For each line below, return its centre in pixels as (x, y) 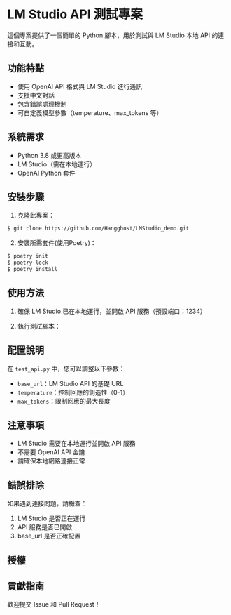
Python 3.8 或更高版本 (49, 155)
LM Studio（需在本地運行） (57, 164)
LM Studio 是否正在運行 (51, 518)
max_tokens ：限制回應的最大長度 (64, 401)
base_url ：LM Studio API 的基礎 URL (70, 383)
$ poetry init (28, 256)
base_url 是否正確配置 (49, 536)
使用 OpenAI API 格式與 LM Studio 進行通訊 (79, 86)
